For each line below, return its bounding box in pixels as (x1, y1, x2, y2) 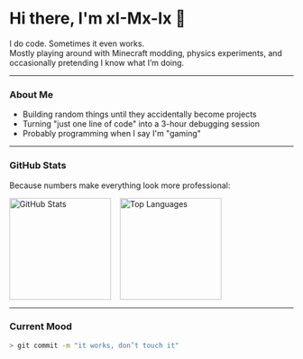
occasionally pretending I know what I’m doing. (9, 57, 185, 68)
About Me (9, 88, 54, 100)
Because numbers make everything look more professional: (9, 180, 231, 191)
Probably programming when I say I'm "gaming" (22, 128, 201, 139)
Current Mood (9, 320, 72, 333)
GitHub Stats (9, 159, 67, 172)
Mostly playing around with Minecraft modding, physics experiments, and (9, 47, 282, 58)
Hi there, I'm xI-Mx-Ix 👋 (9, 8, 187, 29)
